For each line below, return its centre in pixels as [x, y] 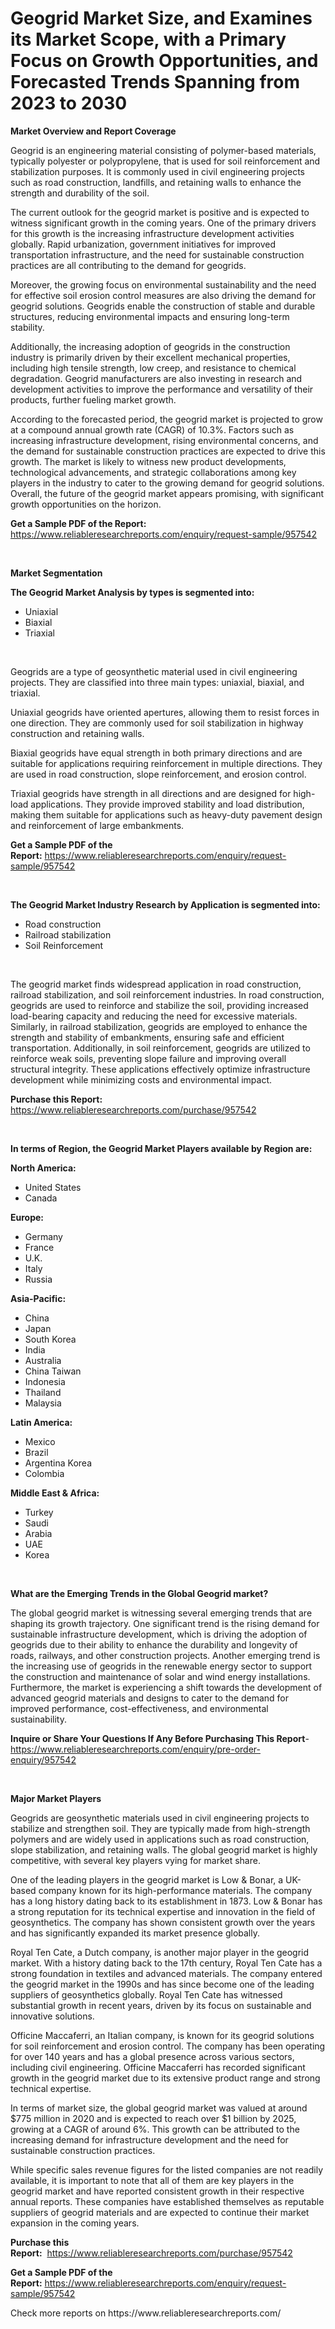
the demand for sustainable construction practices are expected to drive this [168, 451]
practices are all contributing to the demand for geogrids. [128, 265]
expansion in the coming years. [75, 2223]
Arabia [38, 1533]
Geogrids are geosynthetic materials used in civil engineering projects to [160, 1818]
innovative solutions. [52, 2016]
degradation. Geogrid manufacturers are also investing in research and [156, 378]
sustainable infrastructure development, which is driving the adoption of [159, 1634]
